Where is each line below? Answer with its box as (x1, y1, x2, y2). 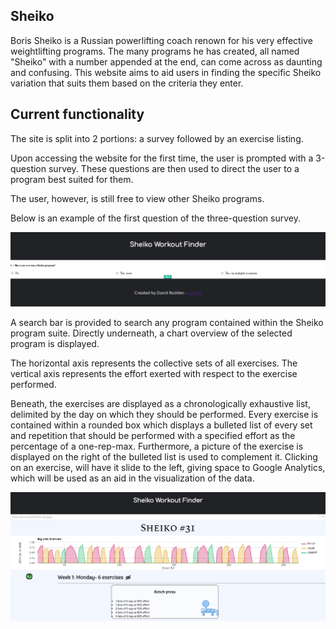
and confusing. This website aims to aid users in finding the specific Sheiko (10, 66, 322, 78)
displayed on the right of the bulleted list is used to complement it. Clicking (10, 451, 318, 463)
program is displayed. (10, 338, 100, 350)
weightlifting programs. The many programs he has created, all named (10, 45, 300, 57)
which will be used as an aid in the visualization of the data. (10, 472, 255, 484)
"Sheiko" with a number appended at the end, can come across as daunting (10, 55, 323, 68)
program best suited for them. (10, 173, 134, 185)
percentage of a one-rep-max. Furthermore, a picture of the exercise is (10, 440, 304, 453)
